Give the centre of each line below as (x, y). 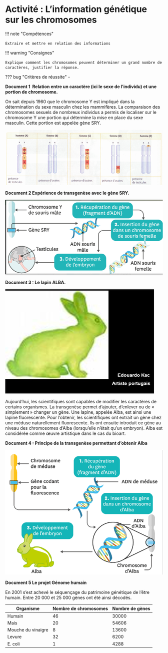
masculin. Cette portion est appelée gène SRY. (53, 123)
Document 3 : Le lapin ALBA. (35, 282)
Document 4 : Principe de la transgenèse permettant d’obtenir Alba (76, 443)
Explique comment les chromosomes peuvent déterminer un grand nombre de (84, 63)
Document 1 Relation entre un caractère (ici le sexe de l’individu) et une (81, 87)
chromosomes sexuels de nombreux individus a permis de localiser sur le (81, 112)
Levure (14, 637)
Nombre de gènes (131, 608)
